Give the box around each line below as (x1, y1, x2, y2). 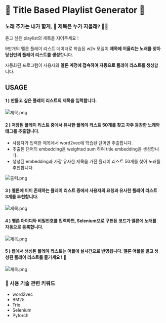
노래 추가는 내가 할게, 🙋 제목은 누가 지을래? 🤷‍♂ (5, 23, 109, 30)
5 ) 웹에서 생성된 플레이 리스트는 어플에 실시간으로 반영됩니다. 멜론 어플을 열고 (5, 248, 154, 254)
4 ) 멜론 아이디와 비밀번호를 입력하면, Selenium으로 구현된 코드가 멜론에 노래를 (5, 218, 157, 224)
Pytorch (12, 313, 29, 319)
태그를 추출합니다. (5, 128, 40, 134)
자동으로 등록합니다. (5, 224, 43, 230)
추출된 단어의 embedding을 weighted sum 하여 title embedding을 (12, 146, 142, 152)
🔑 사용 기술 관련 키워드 (5, 279, 55, 286)
